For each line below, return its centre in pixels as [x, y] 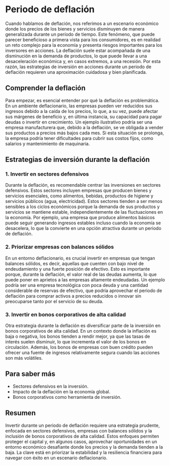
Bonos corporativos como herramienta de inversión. [67, 397]
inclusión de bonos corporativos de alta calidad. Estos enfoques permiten [82, 436]
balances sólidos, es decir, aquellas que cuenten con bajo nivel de [75, 264]
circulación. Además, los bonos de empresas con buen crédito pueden [79, 347]
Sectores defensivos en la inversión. [50, 386]
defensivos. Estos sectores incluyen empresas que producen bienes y [78, 191]
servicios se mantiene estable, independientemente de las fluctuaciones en [84, 212]
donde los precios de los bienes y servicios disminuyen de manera [75, 28]
